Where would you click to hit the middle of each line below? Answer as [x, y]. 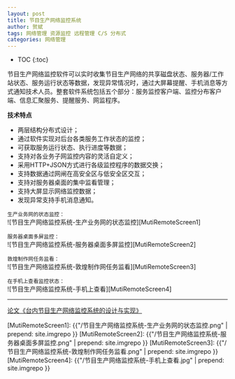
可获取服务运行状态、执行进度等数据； [72, 148]
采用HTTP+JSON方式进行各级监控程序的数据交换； [91, 165]
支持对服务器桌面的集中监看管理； [66, 183]
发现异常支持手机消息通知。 [57, 200]
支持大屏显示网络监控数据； [57, 191]
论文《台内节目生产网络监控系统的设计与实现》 [74, 310]
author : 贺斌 [25, 27]
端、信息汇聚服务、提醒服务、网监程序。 [65, 100]
